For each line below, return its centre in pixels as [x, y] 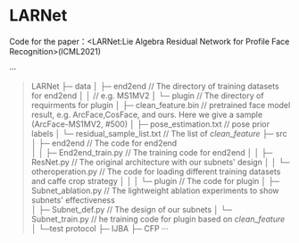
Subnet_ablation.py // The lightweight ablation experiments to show [155, 190]
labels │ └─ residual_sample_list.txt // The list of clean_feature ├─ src [159, 133]
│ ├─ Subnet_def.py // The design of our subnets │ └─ [131, 209]
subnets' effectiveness [73, 200]
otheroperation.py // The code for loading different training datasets [156, 172]
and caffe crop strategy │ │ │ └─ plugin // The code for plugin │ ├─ [155, 180]
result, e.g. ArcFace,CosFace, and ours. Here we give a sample [147, 114]
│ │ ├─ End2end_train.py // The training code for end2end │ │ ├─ [152, 152]
